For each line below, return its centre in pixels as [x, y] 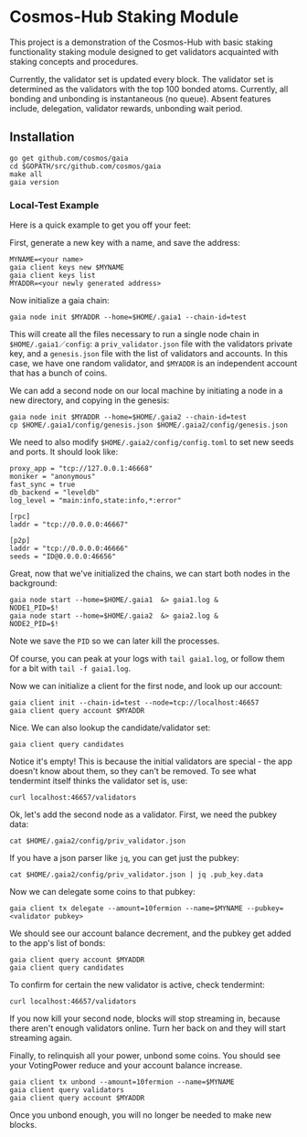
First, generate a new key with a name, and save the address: [125, 243]
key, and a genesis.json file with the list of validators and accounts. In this [148, 354]
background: [33, 583]
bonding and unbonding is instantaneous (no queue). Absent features [140, 99]
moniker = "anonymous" [53, 477]
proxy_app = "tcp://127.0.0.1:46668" [81, 469]
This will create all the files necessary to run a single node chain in [135, 335]
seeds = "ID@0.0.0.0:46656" [63, 557]
